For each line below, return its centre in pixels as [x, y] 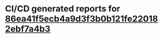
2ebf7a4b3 [28, 29]
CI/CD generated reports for [63, 9]
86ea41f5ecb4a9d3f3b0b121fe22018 [81, 19]
